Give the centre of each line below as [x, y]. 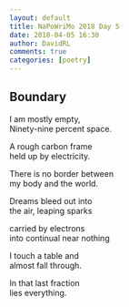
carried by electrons [47, 228]
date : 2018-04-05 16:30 [55, 35]
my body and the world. [54, 183]
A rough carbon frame [51, 146]
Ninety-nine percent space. [60, 128]
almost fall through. [45, 265]
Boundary [38, 97]
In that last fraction [45, 282]
